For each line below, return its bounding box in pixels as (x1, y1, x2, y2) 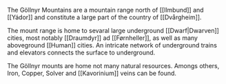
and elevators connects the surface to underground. (7, 48, 156, 56)
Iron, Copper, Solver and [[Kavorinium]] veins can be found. (7, 69, 177, 77)
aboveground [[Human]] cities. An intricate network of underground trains (7, 41, 217, 49)
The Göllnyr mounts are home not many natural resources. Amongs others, (7, 62, 220, 70)
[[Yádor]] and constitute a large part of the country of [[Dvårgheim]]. (7, 13, 202, 21)
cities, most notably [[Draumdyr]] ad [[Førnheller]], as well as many (7, 34, 198, 42)
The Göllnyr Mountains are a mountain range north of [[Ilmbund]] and (7, 6, 205, 14)
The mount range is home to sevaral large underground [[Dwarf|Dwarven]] (7, 27, 219, 34)
